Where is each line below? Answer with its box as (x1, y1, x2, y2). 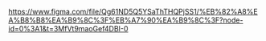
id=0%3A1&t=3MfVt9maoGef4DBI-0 (8, 24, 129, 33)
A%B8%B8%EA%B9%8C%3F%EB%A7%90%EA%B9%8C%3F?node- (8, 15, 243, 25)
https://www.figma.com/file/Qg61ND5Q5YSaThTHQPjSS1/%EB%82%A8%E (8, 7, 259, 16)
